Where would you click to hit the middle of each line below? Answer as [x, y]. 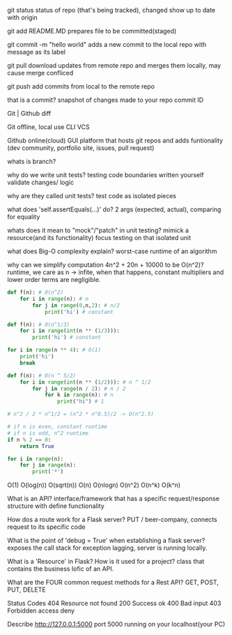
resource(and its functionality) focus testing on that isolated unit [99, 238]
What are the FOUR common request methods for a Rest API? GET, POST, [113, 583]
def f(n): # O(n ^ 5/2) [42, 375]
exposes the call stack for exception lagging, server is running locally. [107, 548]
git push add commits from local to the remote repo [81, 86]
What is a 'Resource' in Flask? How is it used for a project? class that [106, 562]
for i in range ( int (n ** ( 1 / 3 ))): [70, 331]
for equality [24, 217]
